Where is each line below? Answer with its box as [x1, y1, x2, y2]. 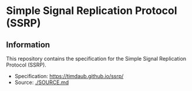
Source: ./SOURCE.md [14, 79, 69, 86]
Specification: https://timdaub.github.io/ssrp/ [14, 73, 124, 79]
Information [6, 40, 50, 50]
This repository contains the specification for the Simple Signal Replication [6, 55, 187, 62]
